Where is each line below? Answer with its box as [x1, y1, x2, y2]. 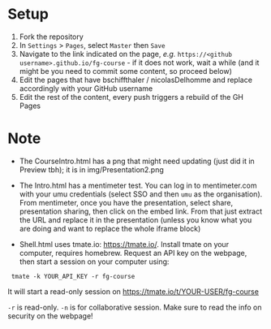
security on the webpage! [7, 310, 94, 321]
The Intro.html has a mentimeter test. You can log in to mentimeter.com [19, 180, 257, 190]
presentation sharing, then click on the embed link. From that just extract [19, 206, 263, 216]
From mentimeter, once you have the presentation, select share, [19, 197, 234, 207]
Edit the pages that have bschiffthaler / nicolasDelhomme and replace [19, 75, 253, 84]
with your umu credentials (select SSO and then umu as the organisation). [19, 188, 263, 199]
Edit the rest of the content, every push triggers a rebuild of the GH [19, 92, 244, 102]
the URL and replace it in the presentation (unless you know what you [19, 214, 252, 224]
